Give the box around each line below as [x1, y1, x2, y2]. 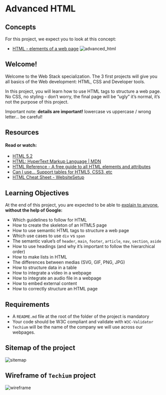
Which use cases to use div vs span [12, 233, 85, 239]
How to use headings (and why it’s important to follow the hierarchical [12, 244, 155, 250]
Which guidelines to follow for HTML [12, 217, 87, 223]
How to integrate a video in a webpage [12, 270, 92, 276]
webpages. [12, 329, 36, 335]
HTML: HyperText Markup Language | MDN [12, 158, 102, 164]
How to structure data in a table [12, 264, 77, 270]
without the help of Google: [5, 207, 63, 213]
